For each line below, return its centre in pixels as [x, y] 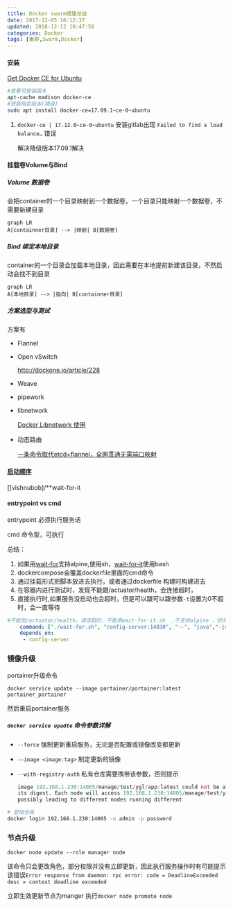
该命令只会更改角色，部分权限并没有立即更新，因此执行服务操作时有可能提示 [116, 866]
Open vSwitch [37, 357]
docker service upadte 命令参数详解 [59, 725]
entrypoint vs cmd [34, 503]
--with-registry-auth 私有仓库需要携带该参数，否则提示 [98, 774]
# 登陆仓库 [21, 813]
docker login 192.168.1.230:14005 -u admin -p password [89, 819]
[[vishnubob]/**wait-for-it [44, 487]
